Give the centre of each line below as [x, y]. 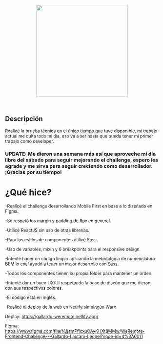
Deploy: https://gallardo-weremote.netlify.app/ [52, 316]
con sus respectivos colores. [34, 288]
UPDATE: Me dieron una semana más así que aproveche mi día [81, 154]
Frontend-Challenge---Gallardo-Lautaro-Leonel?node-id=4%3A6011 [74, 336]
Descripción [24, 119]
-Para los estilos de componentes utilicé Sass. [51, 239]
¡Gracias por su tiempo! [33, 172]
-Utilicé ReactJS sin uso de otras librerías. [47, 230]
